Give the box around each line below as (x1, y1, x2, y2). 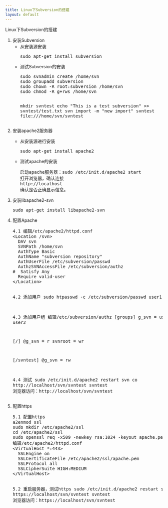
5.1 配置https (12, 414, 45, 420)
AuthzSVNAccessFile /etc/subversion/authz (17, 264, 123, 269)
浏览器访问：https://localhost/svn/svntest (12, 497, 116, 503)
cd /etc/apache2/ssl (12, 429, 63, 435)
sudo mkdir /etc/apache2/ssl (12, 424, 84, 430)
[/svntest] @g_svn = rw (12, 357, 71, 363)
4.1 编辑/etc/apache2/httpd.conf (12, 228, 93, 234)
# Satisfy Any (12, 269, 50, 274)
